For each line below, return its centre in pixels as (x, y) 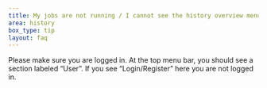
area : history (32, 23)
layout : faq (28, 38)
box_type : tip (32, 30)
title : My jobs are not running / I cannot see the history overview (126, 15)
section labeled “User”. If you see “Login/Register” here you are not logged (131, 69)
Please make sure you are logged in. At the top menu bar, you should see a (131, 60)
